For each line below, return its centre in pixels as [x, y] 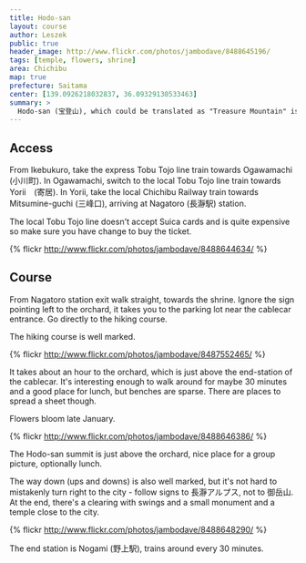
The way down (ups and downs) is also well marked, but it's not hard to [143, 481]
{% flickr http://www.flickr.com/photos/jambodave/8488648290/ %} [138, 529]
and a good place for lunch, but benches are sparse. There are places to [145, 391]
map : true [28, 77]
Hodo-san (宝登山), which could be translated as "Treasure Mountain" [152, 111]
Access [31, 148]
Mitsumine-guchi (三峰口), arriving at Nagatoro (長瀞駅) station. [128, 204]
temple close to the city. [55, 512]
